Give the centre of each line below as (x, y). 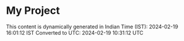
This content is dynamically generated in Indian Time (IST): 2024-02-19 (92, 27)
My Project (33, 11)
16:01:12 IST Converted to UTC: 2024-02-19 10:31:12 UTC (75, 32)
